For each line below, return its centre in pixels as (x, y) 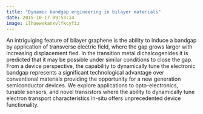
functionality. (23, 105)
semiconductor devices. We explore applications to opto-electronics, (92, 85)
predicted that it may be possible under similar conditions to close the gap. (99, 60)
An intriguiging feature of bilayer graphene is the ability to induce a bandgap (101, 41)
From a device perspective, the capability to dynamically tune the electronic (101, 66)
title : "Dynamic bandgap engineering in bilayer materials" (84, 12)
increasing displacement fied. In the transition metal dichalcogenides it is (97, 53)
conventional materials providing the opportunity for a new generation (94, 79)
